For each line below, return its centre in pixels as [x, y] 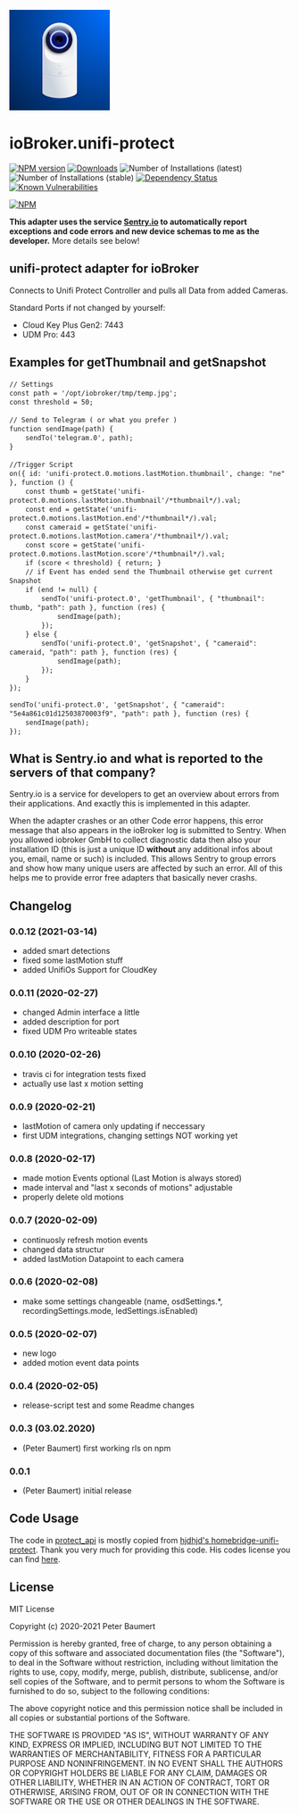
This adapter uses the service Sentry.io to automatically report [128, 222]
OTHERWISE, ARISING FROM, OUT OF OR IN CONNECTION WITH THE [139, 1792]
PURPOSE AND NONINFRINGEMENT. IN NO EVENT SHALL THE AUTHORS [146, 1763]
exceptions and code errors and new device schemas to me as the [134, 231]
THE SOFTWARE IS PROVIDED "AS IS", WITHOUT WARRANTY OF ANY [139, 1735]
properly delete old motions [73, 1197]
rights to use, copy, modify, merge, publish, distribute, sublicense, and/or [144, 1672]
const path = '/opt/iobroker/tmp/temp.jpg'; [93, 393]
